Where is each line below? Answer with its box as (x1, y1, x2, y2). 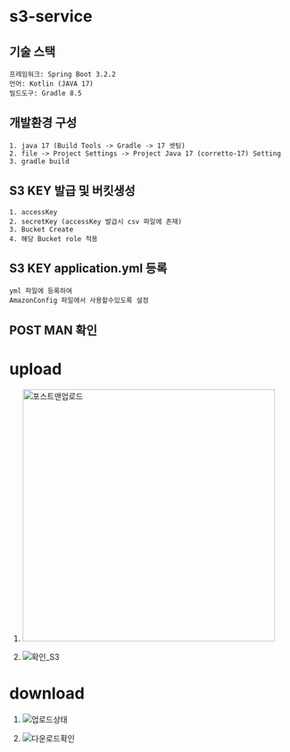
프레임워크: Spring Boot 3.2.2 (9, 70, 116, 79)
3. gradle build (9, 156, 70, 166)
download (9, 683, 85, 703)
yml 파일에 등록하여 (9, 287, 73, 296)
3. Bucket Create (9, 225, 74, 234)
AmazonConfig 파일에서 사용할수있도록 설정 (9, 297, 149, 305)
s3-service (9, 6, 93, 27)
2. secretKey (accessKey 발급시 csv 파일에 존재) (9, 217, 183, 226)
